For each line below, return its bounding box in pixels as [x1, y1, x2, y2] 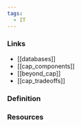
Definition [7, 93, 41, 103]
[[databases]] [16, 54, 56, 62]
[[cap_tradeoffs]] [16, 76, 65, 84]
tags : [7, 10, 23, 17]
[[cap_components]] [16, 62, 76, 70]
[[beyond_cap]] [16, 69, 61, 78]
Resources [7, 112, 44, 122]
